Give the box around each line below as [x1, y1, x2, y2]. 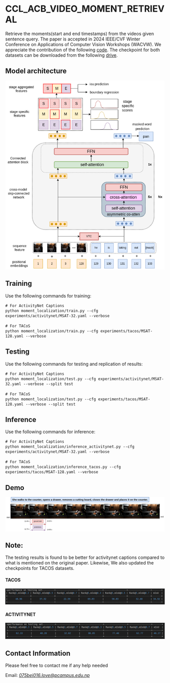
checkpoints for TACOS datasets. [5, 565, 75, 572]
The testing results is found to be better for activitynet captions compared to [5, 554, 165, 560]
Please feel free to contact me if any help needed [5, 662, 108, 668]
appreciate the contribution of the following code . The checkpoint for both [5, 47, 160, 53]
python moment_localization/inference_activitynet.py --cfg [5, 444, 135, 449]
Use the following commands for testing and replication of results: [5, 361, 143, 367]
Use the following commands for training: [5, 292, 92, 299]
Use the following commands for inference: [5, 429, 96, 435]
